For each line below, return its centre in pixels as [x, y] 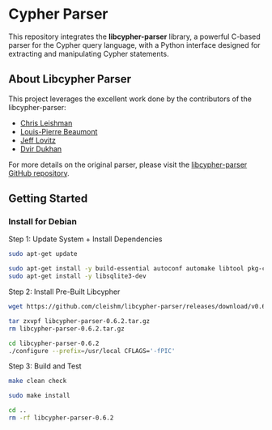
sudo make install [39, 396]
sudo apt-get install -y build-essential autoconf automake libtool [126, 269]
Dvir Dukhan [41, 149]
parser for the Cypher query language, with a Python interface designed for [134, 45]
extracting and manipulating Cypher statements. [89, 53]
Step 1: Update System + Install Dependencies [85, 239]
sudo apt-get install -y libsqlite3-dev [78, 276]
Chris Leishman [46, 123]
